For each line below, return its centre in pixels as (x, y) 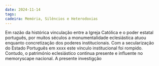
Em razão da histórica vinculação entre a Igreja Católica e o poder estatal (79, 33)
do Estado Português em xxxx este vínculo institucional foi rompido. (74, 48)
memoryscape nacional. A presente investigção (53, 59)
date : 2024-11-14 (23, 10)
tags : (11, 14)
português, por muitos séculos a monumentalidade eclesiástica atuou (76, 38)
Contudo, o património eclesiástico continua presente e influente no (74, 53)
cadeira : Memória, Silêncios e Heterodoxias (51, 19)
